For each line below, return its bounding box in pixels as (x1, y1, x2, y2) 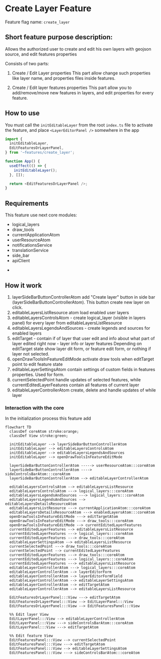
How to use (5, 109, 40, 117)
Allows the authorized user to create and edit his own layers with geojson (5, 46, 151, 52)
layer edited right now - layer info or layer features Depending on (12, 340, 142, 346)
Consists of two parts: (5, 60, 49, 66)
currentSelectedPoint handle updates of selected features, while (12, 376, 141, 382)
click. (12, 304, 23, 310)
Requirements (5, 199, 48, 207)
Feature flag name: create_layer (5, 19, 70, 25)
